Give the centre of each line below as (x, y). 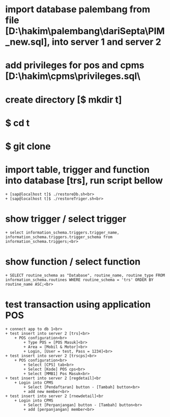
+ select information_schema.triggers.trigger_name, (62, 233)
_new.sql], (27, 42)
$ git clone (28, 146)
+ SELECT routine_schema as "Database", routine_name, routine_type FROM (85, 275)
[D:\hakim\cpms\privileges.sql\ (73, 76)
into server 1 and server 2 (106, 42)
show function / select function (73, 262)
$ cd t (17, 123)
